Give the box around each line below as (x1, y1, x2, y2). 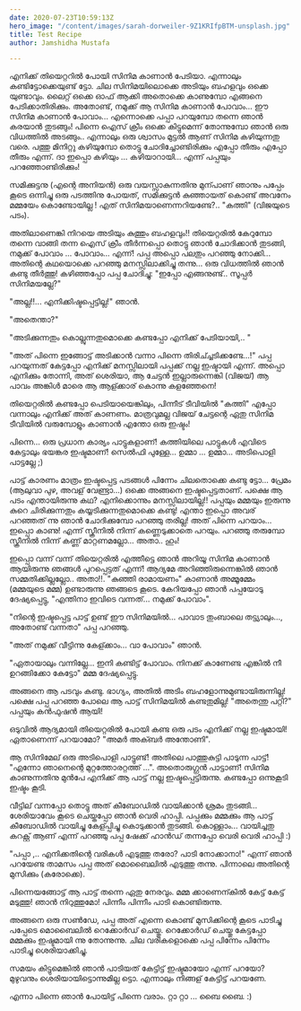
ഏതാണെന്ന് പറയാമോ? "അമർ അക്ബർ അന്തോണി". (9, 734, 211, 745)
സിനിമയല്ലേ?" (9, 278, 62, 289)
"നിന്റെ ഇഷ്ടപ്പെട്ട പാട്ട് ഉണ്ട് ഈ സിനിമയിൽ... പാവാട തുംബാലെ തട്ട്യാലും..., (9, 611, 284, 622)
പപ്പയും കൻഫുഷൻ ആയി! (9, 706, 103, 716)
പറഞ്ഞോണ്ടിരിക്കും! (9, 162, 81, 172)
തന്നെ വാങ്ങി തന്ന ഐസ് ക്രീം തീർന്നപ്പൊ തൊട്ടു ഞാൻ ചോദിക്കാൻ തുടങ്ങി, (9, 238, 287, 249)
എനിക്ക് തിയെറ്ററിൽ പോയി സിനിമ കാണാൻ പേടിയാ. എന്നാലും (9, 71, 242, 82)
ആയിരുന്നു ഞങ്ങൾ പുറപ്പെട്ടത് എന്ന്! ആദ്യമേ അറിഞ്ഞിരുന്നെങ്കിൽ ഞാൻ (9, 563, 278, 575)
